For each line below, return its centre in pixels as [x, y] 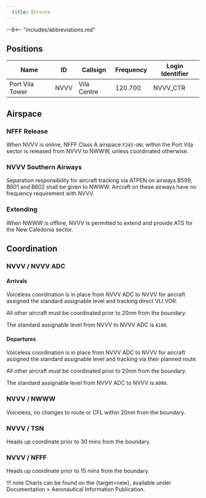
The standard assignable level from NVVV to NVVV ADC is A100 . [87, 325]
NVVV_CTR [169, 88]
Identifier [175, 74]
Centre [89, 92]
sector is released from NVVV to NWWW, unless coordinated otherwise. [97, 151]
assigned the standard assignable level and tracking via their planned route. [102, 359]
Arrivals [17, 281]
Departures [21, 339]
